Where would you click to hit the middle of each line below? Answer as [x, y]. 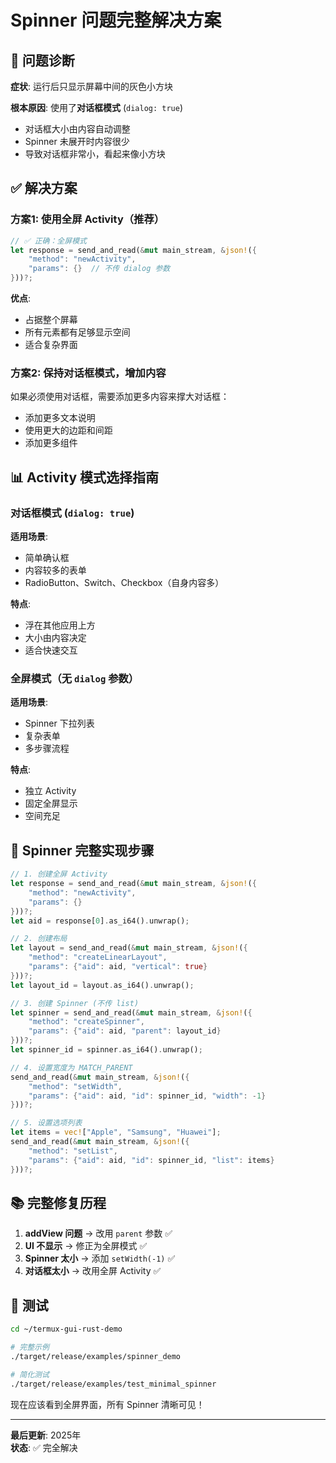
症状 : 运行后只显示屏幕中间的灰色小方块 [91, 86]
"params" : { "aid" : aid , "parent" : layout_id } [125, 1031]
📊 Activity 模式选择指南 [85, 477]
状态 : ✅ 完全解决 [44, 1447]
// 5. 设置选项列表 [46, 1123]
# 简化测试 [30, 1374]
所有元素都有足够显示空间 [77, 332]
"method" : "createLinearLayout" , [98, 957]
